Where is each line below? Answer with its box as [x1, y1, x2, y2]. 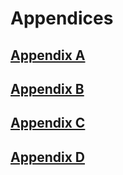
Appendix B [10, 80, 85, 97]
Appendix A [10, 47, 86, 64]
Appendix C [10, 115, 86, 132]
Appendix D [10, 148, 85, 166]
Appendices [10, 7, 114, 30]
